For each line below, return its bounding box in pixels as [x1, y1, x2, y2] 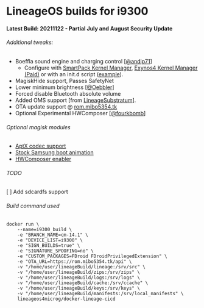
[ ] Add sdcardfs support [6, 188, 68, 196]
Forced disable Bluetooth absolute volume [15, 90, 121, 97]
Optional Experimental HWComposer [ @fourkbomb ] [15, 109, 146, 116]
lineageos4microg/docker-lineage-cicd [17, 296, 116, 302]
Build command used [6, 202, 60, 209]
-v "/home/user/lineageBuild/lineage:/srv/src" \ [17, 263, 146, 270]
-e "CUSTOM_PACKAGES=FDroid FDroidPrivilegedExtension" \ [17, 253, 167, 259]
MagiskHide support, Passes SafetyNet [15, 77, 114, 84]
